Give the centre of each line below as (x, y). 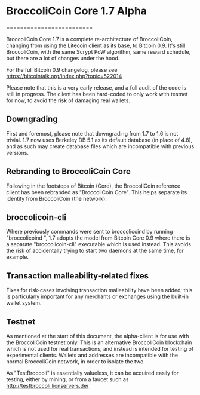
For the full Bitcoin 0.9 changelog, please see (62, 69)
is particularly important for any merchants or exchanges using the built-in (98, 296)
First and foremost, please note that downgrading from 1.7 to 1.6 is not (92, 133)
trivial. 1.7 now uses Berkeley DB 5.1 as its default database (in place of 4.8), (99, 140)
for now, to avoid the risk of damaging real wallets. (68, 100)
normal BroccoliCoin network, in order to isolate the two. (76, 362)
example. (17, 257)
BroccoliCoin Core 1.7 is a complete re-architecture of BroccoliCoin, (90, 39)
